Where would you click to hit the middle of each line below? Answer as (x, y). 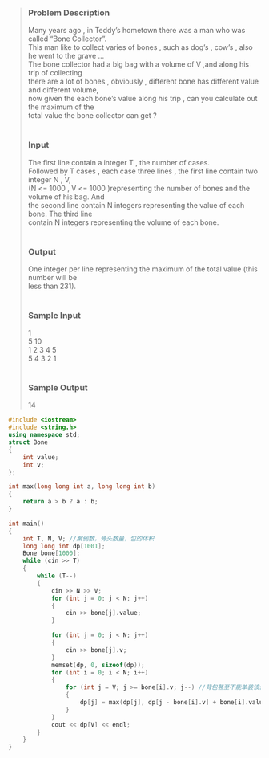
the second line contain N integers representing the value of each (136, 205)
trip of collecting (55, 73)
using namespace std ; (44, 435)
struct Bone (28, 442)
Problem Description (69, 13)
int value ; (41, 457)
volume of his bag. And (66, 197)
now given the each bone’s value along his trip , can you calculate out (143, 99)
